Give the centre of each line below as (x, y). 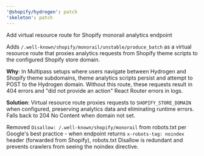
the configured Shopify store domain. (53, 59)
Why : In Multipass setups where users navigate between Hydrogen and (97, 71)
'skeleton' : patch (30, 18)
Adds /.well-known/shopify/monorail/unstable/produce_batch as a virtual (99, 47)
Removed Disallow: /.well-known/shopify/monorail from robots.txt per (97, 127)
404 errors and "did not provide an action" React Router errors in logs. (95, 90)
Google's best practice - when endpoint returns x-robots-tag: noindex (95, 134)
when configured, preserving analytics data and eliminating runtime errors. (100, 109)
